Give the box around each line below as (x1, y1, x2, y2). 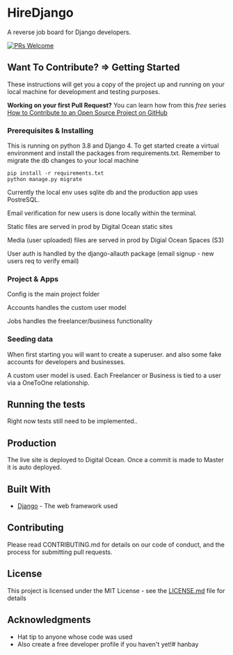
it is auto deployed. (7, 463, 62, 471)
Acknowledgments (7, 614, 92, 626)
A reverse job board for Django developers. (7, 28, 131, 36)
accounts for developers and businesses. (7, 357, 126, 366)
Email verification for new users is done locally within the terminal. (7, 209, 197, 217)
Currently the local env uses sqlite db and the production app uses (7, 188, 198, 196)
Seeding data (7, 334, 54, 344)
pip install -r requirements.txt (7, 170, 104, 177)
